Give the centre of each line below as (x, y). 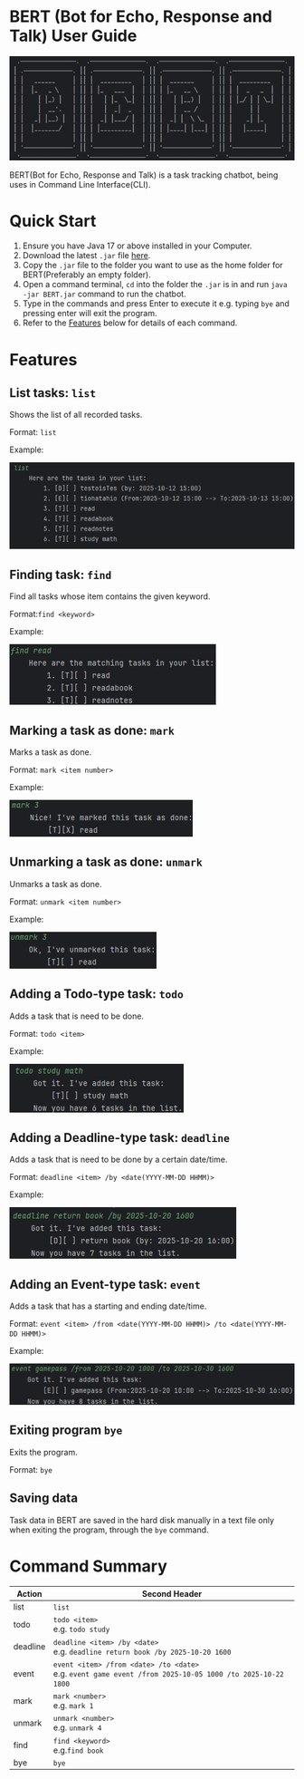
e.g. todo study (81, 1629)
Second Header (172, 1593)
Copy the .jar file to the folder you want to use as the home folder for (152, 266)
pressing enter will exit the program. (90, 314)
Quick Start (53, 221)
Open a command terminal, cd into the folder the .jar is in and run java (155, 285)
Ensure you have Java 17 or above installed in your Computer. (137, 246)
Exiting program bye (66, 1431)
